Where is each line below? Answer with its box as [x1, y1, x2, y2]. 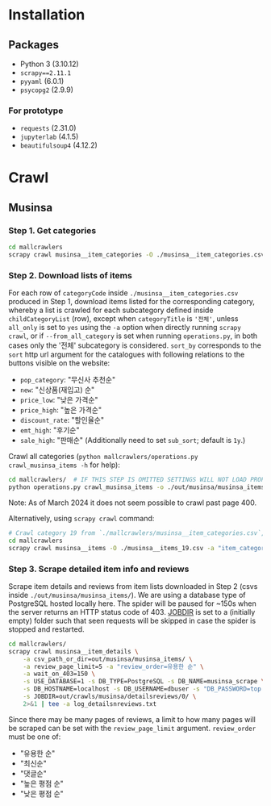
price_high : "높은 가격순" [19, 405, 102, 415]
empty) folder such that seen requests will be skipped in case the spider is [8, 616, 256, 625]
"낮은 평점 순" [19, 788, 65, 798]
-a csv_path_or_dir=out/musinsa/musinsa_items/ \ [23, 655, 194, 663]
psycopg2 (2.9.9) [19, 85, 74, 94]
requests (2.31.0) [19, 123, 77, 133]
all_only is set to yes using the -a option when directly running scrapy [8, 323, 242, 332]
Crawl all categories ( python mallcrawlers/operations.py [8, 452, 198, 461]
